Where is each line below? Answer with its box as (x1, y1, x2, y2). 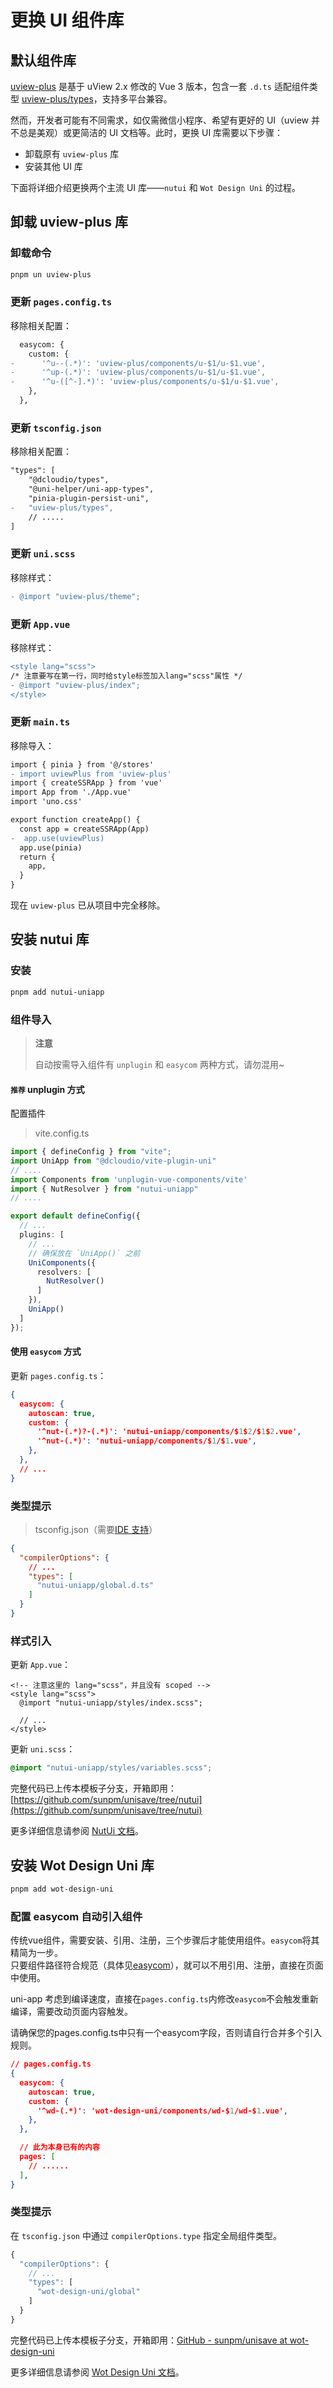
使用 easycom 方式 (10, 1346, 82, 1358)
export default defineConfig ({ (10, 1211, 141, 1221)
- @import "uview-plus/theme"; (10, 591, 141, 601)
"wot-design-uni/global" (36, 2287, 141, 2297)
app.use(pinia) (19, 842, 83, 853)
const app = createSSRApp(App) (19, 824, 150, 834)
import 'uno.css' (10, 797, 83, 807)
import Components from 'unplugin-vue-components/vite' (10, 1174, 248, 1185)
